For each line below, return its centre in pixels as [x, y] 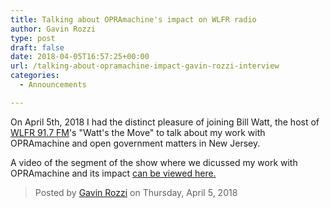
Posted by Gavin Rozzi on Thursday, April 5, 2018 [136, 192]
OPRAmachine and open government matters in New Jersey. [135, 143]
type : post [33, 38]
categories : [35, 76]
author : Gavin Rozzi [53, 29]
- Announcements [53, 85]
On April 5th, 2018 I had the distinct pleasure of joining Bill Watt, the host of [165, 122]
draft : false [37, 47]
